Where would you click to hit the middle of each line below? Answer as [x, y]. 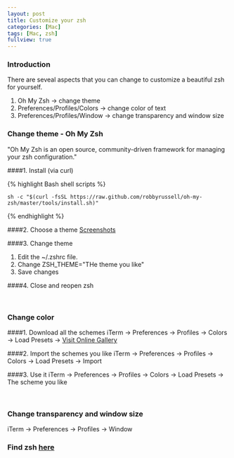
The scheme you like [38, 382]
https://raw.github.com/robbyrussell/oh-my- [136, 197]
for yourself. [25, 87]
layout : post [26, 14]
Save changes [38, 272]
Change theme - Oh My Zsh [55, 134]
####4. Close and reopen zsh [51, 285]
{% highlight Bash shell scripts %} [57, 184]
